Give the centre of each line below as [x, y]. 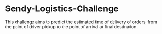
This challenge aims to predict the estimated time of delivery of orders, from [81, 22]
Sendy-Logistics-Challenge [62, 9]
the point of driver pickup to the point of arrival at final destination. [72, 26]
